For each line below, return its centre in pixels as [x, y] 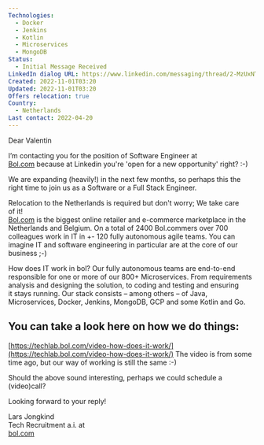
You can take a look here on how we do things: [124, 326]
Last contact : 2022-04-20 [50, 118]
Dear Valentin [30, 140]
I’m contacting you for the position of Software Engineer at [103, 155]
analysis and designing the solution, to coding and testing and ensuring [124, 285]
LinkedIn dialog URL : [44, 74]
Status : [21, 60]
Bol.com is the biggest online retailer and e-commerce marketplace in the [127, 219]
